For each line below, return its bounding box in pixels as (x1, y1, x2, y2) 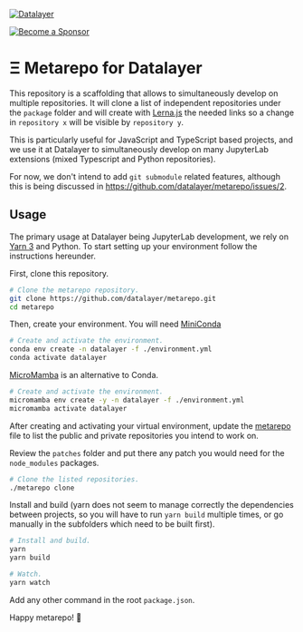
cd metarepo (9, 302, 54, 312)
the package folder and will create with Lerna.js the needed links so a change (9, 107, 295, 118)
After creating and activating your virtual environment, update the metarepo (9, 420, 291, 431)
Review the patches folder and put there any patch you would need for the (9, 447, 285, 458)
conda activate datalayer (9, 354, 107, 363)
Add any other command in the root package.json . (9, 594, 195, 605)
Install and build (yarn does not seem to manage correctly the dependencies (9, 500, 294, 510)
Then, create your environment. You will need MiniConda (9, 318, 222, 330)
